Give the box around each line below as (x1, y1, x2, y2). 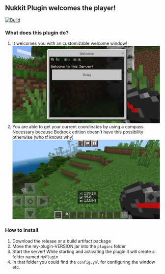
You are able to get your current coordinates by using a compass (12, 124, 144, 130)
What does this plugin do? (5, 29, 69, 36)
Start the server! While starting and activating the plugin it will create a (12, 248, 155, 254)
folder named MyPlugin (12, 253, 58, 260)
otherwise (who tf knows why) (12, 134, 74, 140)
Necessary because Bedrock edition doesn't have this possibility (12, 129, 144, 135)
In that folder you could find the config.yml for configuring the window (12, 259, 156, 265)
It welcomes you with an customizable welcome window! (12, 40, 128, 46)
